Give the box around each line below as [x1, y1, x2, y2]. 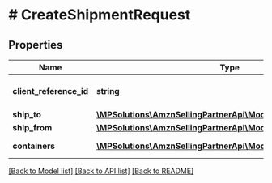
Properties [8, 38, 63, 52]
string [96, 86, 120, 96]
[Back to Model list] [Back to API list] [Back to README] [8, 166, 194, 176]
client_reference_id [12, 86, 89, 96]
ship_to [12, 109, 42, 120]
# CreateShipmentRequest [8, 6, 191, 24]
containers [12, 140, 55, 151]
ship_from [12, 122, 53, 133]
